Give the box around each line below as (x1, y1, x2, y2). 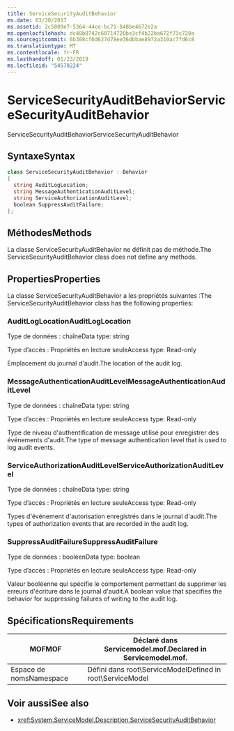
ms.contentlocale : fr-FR (7, 50, 79, 56)
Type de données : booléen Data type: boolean (7, 552, 141, 562)
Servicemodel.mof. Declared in (104, 645, 207, 654)
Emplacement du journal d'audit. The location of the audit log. (7, 359, 182, 368)
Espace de (10, 665, 45, 675)
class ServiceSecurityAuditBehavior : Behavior (7, 169, 148, 176)
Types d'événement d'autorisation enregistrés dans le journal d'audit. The (7, 512, 217, 520)
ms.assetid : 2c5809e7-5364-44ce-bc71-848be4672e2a (7, 23, 157, 30)
